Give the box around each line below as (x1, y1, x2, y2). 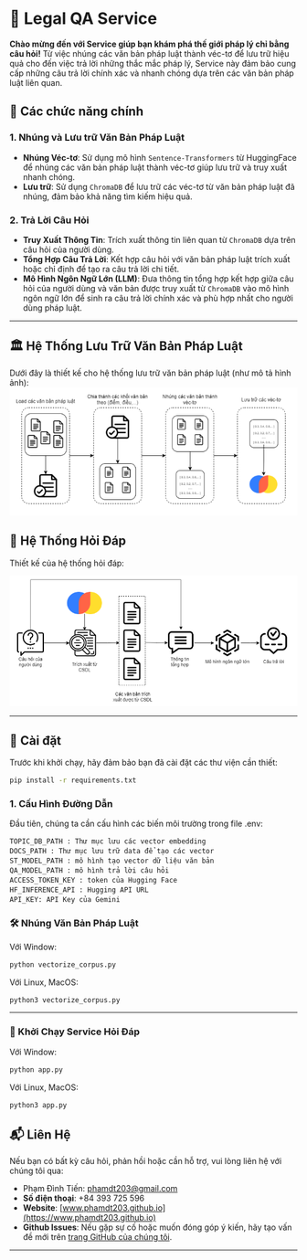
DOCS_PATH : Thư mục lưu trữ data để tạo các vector (9, 847, 215, 856)
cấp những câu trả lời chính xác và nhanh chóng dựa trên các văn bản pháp (9, 68, 294, 79)
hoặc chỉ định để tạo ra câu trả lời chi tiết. (22, 263, 180, 274)
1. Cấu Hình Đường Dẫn (9, 797, 113, 810)
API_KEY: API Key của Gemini (9, 895, 121, 904)
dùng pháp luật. (22, 302, 82, 313)
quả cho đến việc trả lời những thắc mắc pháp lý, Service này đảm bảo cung (9, 58, 297, 69)
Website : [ (22, 1202, 63, 1213)
